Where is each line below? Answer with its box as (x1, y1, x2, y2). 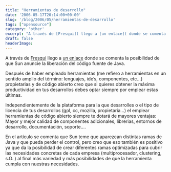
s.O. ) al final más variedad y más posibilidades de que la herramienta (5, 155, 152, 161)
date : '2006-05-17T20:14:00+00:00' (5, 12, 81, 17)
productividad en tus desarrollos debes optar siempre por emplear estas (5, 87, 158, 93)
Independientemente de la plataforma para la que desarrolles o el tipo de (5, 102, 159, 108)
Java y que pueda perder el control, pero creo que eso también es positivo (5, 139, 163, 145)
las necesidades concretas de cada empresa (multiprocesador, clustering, (5, 149, 162, 156)
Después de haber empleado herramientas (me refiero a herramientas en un (5, 70, 166, 76)
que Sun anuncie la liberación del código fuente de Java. (5, 60, 125, 67)
